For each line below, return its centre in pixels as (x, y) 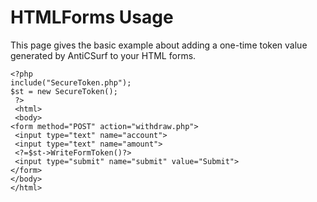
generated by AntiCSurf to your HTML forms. (103, 55)
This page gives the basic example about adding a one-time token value (159, 45)
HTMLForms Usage (92, 17)
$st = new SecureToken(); (64, 91)
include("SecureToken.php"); (71, 82)
